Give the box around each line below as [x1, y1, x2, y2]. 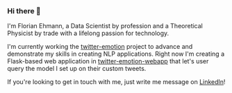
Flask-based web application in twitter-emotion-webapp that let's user [7, 57, 209, 65]
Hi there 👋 [7, 6, 42, 16]
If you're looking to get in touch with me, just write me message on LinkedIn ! [7, 78, 226, 86]
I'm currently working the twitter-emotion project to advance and [7, 43, 193, 51]
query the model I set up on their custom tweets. [7, 65, 147, 73]
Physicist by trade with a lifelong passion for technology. [7, 29, 169, 37]
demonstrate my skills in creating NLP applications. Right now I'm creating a [7, 50, 225, 58]
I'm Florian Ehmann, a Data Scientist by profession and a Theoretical [7, 22, 203, 30]
